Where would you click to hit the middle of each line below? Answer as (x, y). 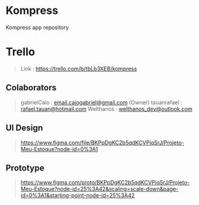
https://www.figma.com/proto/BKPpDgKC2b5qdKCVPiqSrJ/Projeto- (105, 183)
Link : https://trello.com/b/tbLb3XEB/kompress (79, 69)
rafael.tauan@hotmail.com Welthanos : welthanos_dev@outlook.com (106, 109)
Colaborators (31, 88)
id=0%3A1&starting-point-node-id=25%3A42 (77, 195)
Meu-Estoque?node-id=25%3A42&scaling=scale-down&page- (99, 189)
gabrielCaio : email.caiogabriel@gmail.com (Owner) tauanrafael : (101, 102)
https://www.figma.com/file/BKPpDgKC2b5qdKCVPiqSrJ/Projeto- (102, 143)
